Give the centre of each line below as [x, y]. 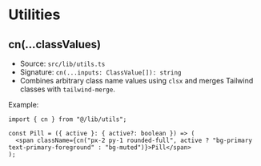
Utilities [34, 15]
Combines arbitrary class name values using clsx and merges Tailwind [137, 81]
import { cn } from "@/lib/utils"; [68, 119]
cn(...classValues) [55, 45]
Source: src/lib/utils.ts [62, 63]
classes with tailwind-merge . [68, 89]
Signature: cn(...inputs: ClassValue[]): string [100, 72]
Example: [24, 105]
